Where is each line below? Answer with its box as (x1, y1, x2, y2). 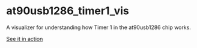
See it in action (6, 35, 43, 42)
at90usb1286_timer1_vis (6, 4, 129, 18)
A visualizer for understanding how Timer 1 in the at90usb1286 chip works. (6, 24, 191, 31)
